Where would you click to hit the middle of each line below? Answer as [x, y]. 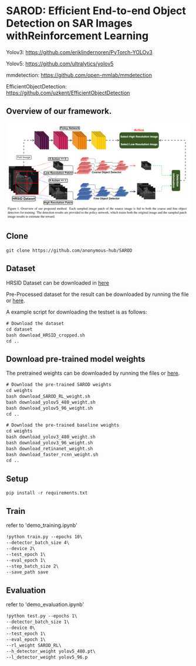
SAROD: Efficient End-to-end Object [96, 11]
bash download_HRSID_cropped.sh [45, 335]
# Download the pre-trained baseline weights [62, 426]
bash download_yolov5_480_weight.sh [51, 403]
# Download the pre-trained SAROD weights [59, 385]
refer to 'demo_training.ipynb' [42, 525]
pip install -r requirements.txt [47, 493]
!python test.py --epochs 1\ [42, 616]
